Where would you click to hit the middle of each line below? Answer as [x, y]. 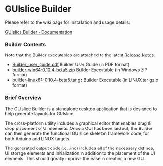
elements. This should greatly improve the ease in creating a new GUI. [76, 158]
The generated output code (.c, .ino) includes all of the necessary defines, [80, 148]
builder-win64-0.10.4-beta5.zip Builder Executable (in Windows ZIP [80, 70]
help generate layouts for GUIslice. [40, 113]
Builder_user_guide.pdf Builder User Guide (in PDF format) [71, 65]
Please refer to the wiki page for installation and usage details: [68, 22]
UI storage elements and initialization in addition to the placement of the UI [80, 153]
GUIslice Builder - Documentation [39, 32]
